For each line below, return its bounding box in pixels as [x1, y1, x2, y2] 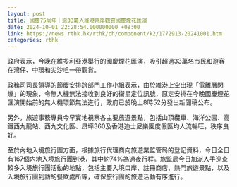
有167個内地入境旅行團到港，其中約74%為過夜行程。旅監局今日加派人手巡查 [7, 155, 229, 163]
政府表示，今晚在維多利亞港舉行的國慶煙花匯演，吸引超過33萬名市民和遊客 [7, 57, 226, 66]
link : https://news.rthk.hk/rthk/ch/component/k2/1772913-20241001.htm [7, 30, 222, 37]
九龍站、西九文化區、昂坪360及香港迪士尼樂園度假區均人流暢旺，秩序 [19, 122, 224, 131]
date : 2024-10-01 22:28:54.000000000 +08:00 [7, 23, 140, 30]
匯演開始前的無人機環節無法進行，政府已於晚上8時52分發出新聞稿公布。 [7, 98, 217, 107]
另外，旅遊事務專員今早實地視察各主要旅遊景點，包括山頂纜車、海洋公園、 [7, 114, 224, 122]
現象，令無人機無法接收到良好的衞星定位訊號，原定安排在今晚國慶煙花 [25, 90, 230, 98]
